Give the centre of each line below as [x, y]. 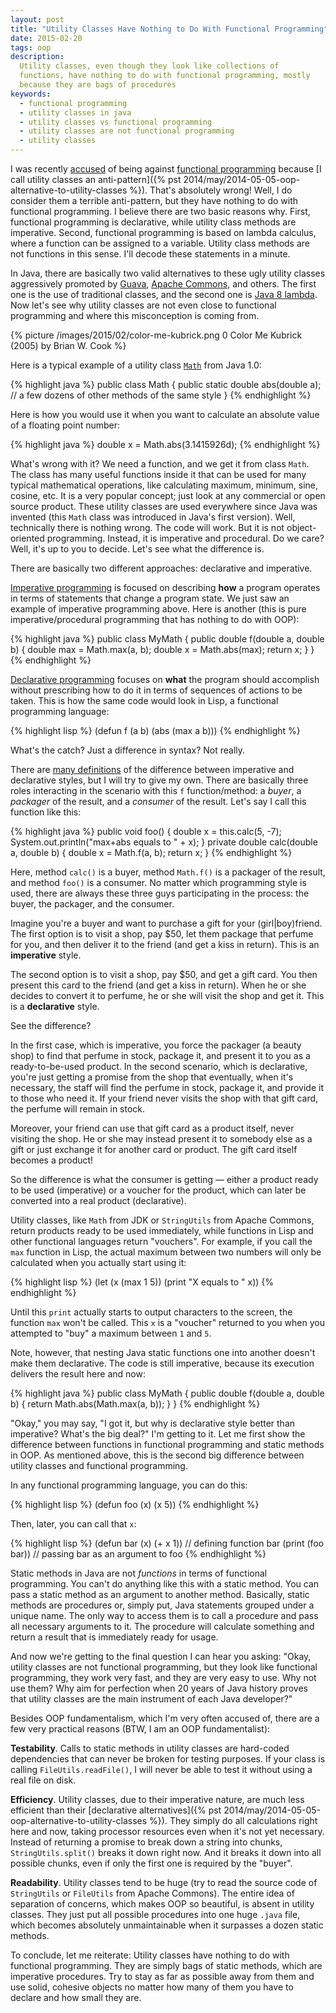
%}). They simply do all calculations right [233, 1820]
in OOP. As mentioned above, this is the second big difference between [157, 1455]
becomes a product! [52, 1160]
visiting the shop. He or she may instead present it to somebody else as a [161, 1139]
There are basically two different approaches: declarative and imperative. [161, 568]
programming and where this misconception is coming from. [135, 315]
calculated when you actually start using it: [98, 1262]
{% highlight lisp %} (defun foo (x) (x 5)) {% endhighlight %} [135, 1504]
